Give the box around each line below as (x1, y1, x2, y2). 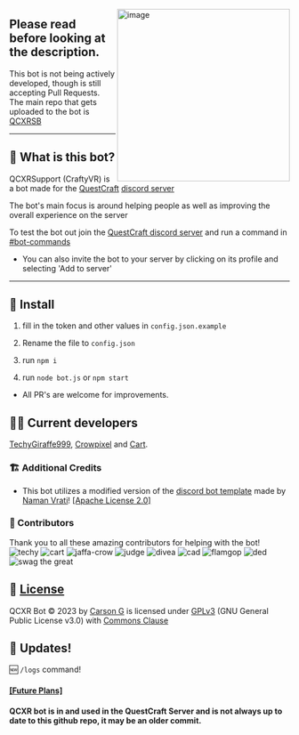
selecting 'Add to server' (21, 262, 113, 273)
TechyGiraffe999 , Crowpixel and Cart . (9, 439, 149, 449)
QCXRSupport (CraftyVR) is (9, 174, 110, 184)
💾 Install (9, 297, 55, 312)
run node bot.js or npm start (21, 372, 129, 383)
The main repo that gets (9, 96, 98, 107)
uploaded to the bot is (9, 106, 90, 117)
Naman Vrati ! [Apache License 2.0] (21, 495, 151, 505)
